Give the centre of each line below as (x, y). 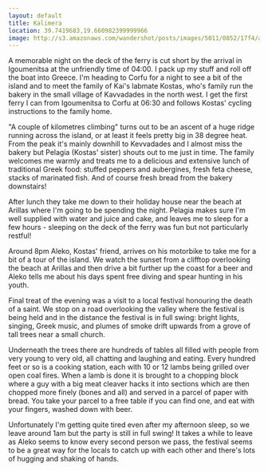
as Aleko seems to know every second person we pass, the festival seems (130, 442)
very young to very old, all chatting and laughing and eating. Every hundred (132, 358)
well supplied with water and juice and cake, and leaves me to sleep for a (128, 219)
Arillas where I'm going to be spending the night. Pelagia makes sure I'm (127, 210)
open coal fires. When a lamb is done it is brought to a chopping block (124, 375)
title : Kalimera (35, 23)
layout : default (35, 16)
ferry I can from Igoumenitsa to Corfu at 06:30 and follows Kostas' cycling (130, 103)
